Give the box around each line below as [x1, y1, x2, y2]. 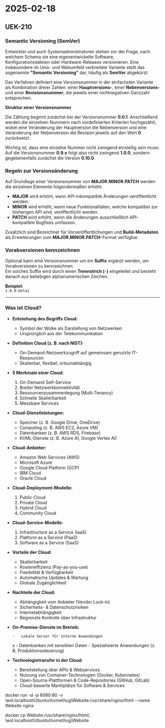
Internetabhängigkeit [19, 609, 62, 615]
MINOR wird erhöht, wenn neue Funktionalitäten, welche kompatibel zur [12, 204, 158, 210]
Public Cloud [19, 494, 46, 500]
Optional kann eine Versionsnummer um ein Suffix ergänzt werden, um [5, 258, 149, 264]
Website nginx [5, 702, 34, 708]
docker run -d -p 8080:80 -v [5, 692, 63, 698]
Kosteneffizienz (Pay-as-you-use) [19, 564, 88, 570]
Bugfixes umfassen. [36, 220, 76, 226]
